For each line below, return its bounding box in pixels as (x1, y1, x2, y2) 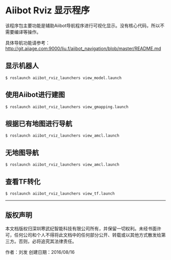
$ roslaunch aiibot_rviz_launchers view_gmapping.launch (5, 104, 129, 110)
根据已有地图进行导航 (5, 119, 72, 128)
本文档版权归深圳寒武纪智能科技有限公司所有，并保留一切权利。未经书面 (5, 225, 157, 231)
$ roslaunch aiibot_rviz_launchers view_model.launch (5, 75, 122, 81)
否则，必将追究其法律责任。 (18, 238, 77, 244)
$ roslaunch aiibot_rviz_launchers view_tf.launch (5, 191, 115, 196)
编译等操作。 (14, 29, 41, 35)
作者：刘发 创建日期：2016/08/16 (5, 249, 75, 255)
